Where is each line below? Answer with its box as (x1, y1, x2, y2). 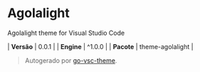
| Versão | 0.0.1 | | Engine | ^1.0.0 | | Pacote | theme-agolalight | (7, 42, 194, 51)
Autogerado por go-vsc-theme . (24, 56, 117, 65)
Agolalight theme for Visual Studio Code (7, 29, 125, 37)
